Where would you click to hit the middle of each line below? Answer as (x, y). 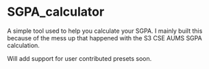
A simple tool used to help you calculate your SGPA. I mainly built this (105, 31)
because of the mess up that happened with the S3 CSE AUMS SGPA (104, 38)
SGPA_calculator (56, 12)
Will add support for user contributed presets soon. (79, 58)
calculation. (23, 45)
